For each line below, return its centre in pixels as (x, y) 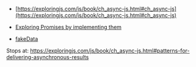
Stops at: (18, 51)
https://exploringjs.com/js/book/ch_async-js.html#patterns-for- (110, 51)
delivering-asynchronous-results (48, 57)
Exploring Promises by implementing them (68, 27)
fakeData (27, 39)
